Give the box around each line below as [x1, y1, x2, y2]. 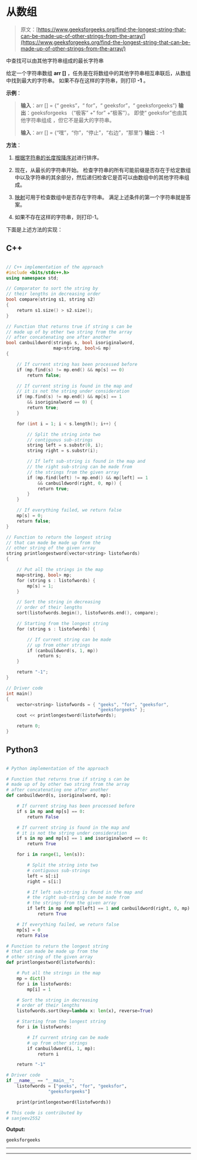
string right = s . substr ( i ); [27, 448, 98, 454]
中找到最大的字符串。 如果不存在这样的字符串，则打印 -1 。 [6, 77, 149, 84]
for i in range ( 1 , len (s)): [16, 852, 85, 858]
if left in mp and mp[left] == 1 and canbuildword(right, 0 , [27, 906, 180, 912]
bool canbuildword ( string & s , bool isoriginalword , [6, 340, 135, 346]
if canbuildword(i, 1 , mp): [27, 1045, 96, 1051]
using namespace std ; [6, 275, 59, 281]
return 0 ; [16, 723, 41, 729]
